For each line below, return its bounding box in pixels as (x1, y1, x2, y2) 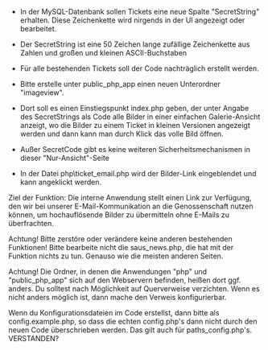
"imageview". (19, 88, 64, 97)
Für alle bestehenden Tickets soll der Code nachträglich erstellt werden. (19, 64, 259, 73)
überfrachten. (8, 219, 55, 228)
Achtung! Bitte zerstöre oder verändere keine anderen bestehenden (8, 234, 233, 244)
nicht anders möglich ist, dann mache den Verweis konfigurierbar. (8, 293, 227, 302)
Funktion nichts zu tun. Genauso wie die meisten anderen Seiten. (8, 251, 224, 261)
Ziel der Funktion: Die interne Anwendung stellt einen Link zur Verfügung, (8, 193, 252, 202)
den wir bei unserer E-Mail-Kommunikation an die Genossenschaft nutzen (8, 201, 254, 211)
